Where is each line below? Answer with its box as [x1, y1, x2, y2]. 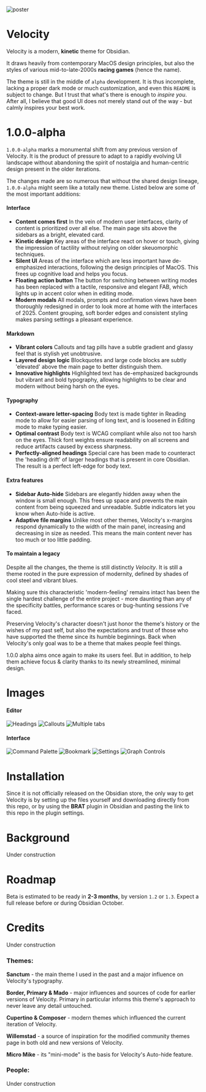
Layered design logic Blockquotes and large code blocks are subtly [15, 357, 187, 364]
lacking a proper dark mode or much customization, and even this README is [6, 84, 196, 91]
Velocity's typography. [6, 977, 63, 985]
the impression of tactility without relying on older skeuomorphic [15, 244, 179, 252]
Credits [6, 921, 45, 935]
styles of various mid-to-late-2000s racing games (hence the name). [6, 66, 182, 73]
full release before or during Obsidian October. [6, 899, 124, 907]
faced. [6, 608, 23, 615]
